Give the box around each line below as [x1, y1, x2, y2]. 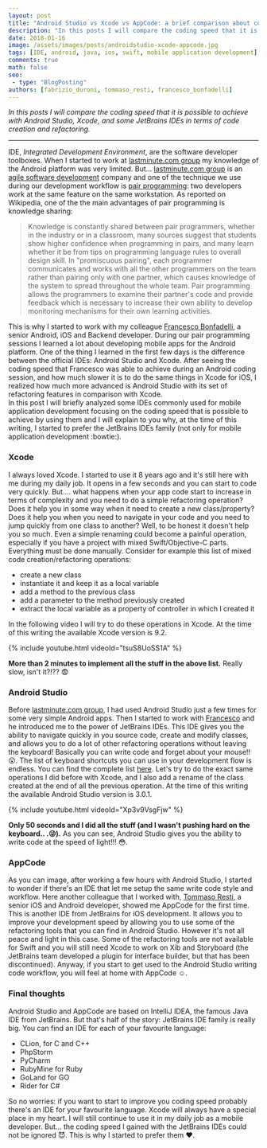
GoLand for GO [19, 1072, 70, 1082]
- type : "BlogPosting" [11, 78, 87, 86]
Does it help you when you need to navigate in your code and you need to [8, 512, 250, 521]
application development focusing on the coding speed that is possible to [8, 407, 249, 416]
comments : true [8, 57, 59, 64]
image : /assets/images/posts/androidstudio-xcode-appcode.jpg [8, 41, 219, 49]
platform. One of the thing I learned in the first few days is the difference [8, 347, 245, 357]
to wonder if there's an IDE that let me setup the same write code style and [8, 884, 253, 893]
